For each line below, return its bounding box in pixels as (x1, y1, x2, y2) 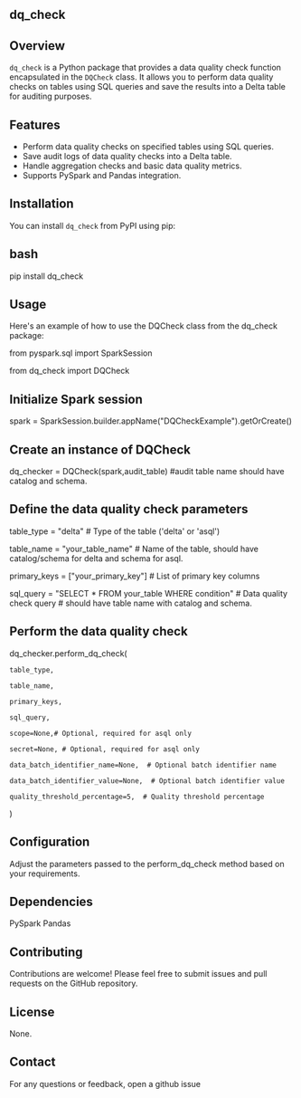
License (9, 1004, 55, 1019)
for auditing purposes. (9, 91, 92, 102)
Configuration (9, 835, 90, 850)
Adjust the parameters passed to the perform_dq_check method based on (9, 858, 285, 869)
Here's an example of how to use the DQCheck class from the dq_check (9, 320, 278, 331)
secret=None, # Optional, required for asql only (9, 744, 201, 754)
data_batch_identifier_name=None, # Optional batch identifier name (9, 760, 277, 769)
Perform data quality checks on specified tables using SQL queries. (22, 141, 274, 152)
